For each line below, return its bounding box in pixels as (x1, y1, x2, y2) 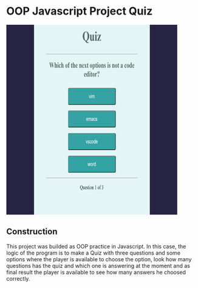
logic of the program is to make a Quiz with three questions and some (6, 249, 181, 256)
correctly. (6, 275, 30, 282)
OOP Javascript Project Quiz (6, 4, 153, 18)
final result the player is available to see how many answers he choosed (6, 269, 186, 276)
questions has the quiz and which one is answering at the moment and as (6, 262, 190, 269)
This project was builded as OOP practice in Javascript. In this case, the (6, 242, 186, 250)
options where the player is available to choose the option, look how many (6, 255, 192, 262)
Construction (6, 227, 58, 237)
